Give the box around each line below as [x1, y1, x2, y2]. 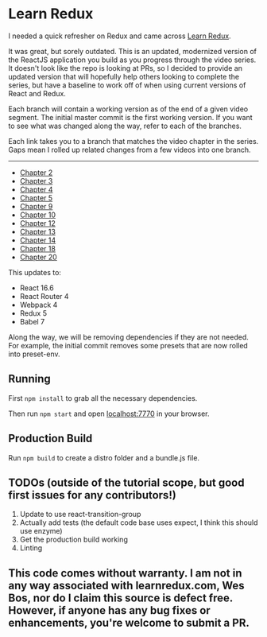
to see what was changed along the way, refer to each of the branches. [8, 121, 242, 130]
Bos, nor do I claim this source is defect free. [8, 591, 233, 604]
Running [8, 372, 52, 386]
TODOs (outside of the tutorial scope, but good [8, 476, 245, 489]
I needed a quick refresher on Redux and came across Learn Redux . [8, 31, 232, 41]
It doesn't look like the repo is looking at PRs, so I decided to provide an [8, 63, 242, 72]
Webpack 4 [19, 300, 58, 309]
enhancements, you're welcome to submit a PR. [8, 616, 250, 629]
